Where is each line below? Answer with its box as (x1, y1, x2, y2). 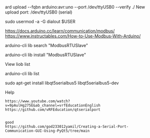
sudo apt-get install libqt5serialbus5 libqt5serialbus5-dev (5, 80, 119, 86)
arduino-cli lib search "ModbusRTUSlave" (5, 43, 88, 48)
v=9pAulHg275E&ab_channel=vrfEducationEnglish (5, 103, 101, 108)
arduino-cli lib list (5, 71, 40, 77)
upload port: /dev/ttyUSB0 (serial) (5, 9, 73, 15)
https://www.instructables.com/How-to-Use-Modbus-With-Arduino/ (5, 33, 141, 39)
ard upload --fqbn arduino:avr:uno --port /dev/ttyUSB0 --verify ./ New (5, 4, 145, 10)
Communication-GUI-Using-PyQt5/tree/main (5, 128, 90, 133)
